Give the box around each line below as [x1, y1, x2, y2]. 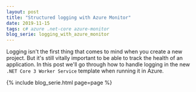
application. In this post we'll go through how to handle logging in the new [6, 61, 191, 68]
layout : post [6, 8, 39, 15]
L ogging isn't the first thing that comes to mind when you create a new [6, 48, 183, 55]
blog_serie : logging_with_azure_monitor [6, 31, 110, 38]
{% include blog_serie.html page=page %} [6, 79, 113, 87]
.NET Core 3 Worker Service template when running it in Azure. [6, 67, 165, 74]
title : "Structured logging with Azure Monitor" [6, 15, 131, 21]
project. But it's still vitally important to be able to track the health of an [6, 54, 183, 62]
